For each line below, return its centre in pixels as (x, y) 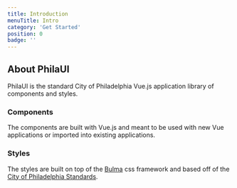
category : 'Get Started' (44, 27)
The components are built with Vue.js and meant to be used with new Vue (116, 128)
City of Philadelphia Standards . (53, 176)
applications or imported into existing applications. (81, 135)
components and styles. (43, 94)
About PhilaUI (38, 69)
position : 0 (25, 34)
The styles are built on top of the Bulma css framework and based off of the (118, 169)
